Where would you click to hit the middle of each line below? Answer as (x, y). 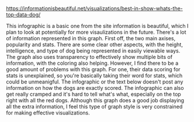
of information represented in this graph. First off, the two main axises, (91, 38)
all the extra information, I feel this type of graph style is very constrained (94, 107)
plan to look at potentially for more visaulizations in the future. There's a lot (96, 32)
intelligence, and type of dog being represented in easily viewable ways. (93, 51)
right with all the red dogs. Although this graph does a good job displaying (95, 100)
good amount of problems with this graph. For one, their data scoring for (93, 69)
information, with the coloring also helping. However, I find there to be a (92, 63)
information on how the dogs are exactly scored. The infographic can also (95, 88)
